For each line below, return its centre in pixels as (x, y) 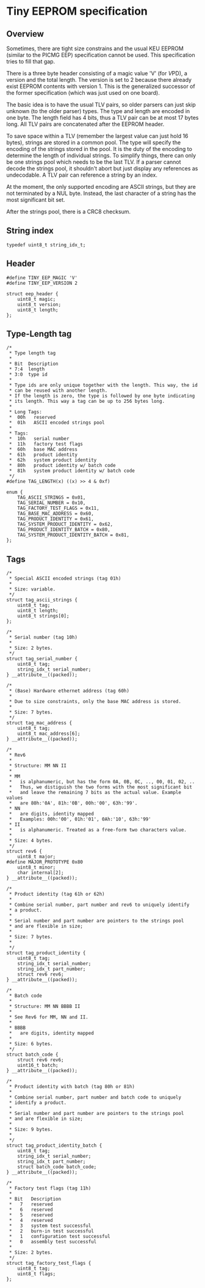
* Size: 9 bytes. (31, 1130)
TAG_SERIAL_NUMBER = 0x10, (52, 503)
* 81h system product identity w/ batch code (72, 471)
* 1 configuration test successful (60, 1237)
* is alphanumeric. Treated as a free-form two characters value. (98, 830)
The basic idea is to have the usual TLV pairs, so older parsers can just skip (101, 105)
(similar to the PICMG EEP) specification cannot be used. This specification (101, 55)
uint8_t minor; (37, 867)
